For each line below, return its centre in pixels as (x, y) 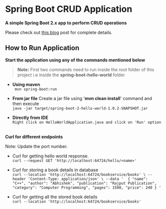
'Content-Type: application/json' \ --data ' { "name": (88, 179)
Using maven (26, 84)
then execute (26, 104)
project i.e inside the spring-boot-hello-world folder (71, 75)
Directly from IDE (30, 117)
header (19, 179)
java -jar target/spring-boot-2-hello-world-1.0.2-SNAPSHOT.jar (80, 108)
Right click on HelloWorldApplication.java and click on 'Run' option (87, 122)
